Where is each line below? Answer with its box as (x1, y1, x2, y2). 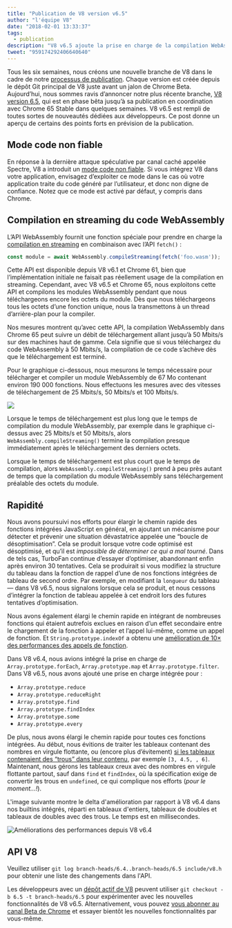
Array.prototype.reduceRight (17, 692, 101, 698)
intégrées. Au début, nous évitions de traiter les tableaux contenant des (7, 741, 211, 749)
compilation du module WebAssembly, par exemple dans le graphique (7, 422, 206, 430)
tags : (7, 29, 23, 37)
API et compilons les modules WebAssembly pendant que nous (7, 288, 187, 296)
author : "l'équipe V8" (7, 17, 72, 24)
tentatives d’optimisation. (7, 599, 79, 607)
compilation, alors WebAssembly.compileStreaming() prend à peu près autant (7, 465, 222, 473)
